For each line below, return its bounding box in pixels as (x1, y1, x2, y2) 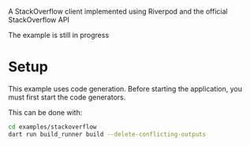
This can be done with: (8, 107, 83, 117)
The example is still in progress (8, 31, 110, 39)
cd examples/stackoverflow (8, 122, 97, 131)
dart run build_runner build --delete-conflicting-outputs (8, 130, 207, 138)
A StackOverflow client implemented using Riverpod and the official (8, 7, 228, 16)
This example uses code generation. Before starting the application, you (8, 84, 243, 93)
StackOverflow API (8, 15, 69, 24)
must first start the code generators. (8, 92, 126, 102)
